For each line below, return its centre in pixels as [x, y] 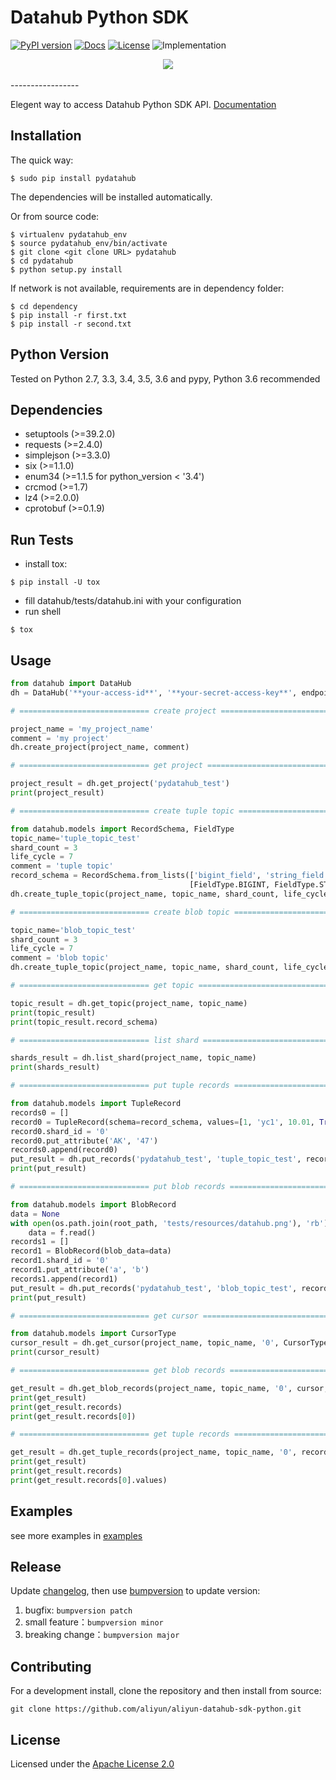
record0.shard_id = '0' [60, 1131]
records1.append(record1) [64, 1279]
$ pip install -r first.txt [69, 315]
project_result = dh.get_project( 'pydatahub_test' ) [120, 784]
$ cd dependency [44, 306]
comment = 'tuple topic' [62, 866]
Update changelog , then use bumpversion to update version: [135, 1591]
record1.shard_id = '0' [60, 1261]
